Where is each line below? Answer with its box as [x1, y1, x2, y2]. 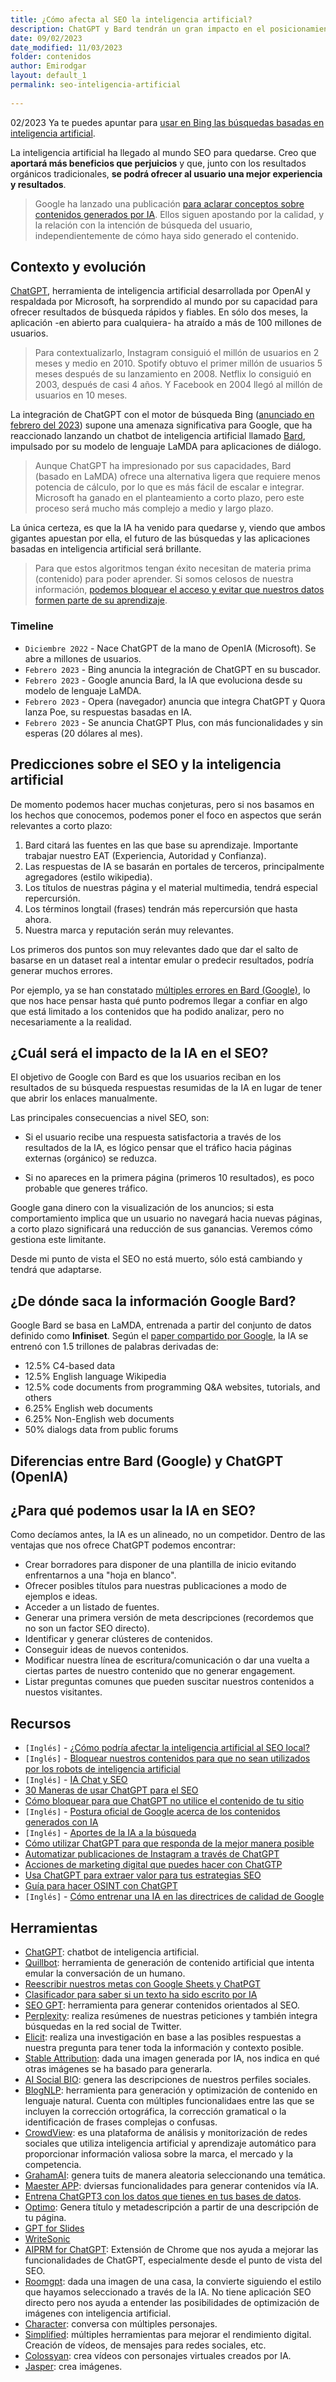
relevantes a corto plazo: [10, 819, 113, 831]
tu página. [24, 2212, 67, 2223]
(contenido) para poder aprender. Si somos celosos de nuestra [34, 573, 294, 585]
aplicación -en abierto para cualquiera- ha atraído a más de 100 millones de [10, 317, 322, 329]
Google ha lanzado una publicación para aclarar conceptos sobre [34, 197, 305, 210]
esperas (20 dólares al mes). [24, 727, 143, 739]
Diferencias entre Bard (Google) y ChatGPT [10, 1452, 284, 1470]
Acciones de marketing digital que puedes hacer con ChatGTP [24, 1859, 283, 1871]
